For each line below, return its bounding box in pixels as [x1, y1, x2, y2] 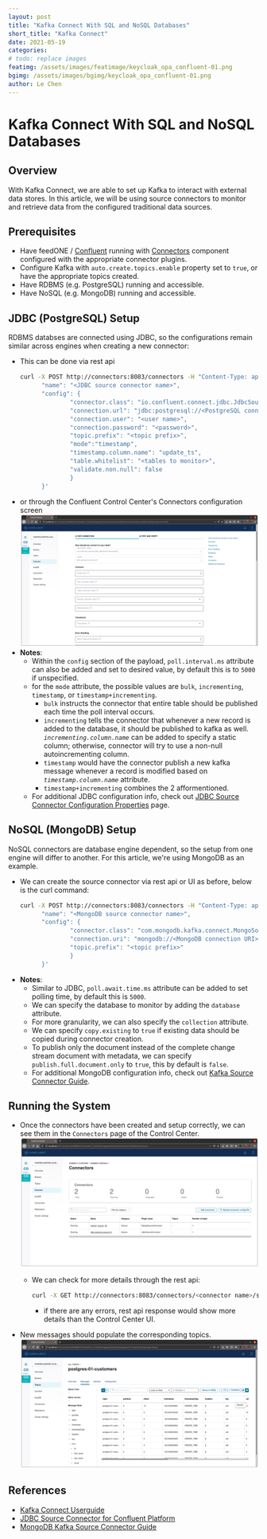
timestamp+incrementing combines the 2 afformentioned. [43, 783, 229, 793]
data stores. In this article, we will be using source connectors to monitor [8, 194, 246, 203]
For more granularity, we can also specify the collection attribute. [31, 1016, 249, 1027]
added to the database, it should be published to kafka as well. [43, 723, 249, 733]
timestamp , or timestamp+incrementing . [31, 690, 157, 699]
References [8, 1484, 67, 1498]
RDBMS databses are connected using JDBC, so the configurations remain [8, 333, 253, 343]
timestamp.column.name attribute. [43, 774, 150, 784]
